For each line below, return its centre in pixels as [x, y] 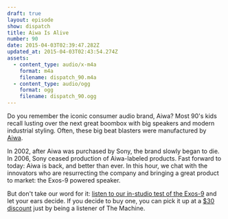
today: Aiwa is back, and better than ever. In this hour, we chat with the [107, 166]
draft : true [24, 13]
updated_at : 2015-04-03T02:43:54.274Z [62, 52]
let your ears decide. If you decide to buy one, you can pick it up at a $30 [111, 201]
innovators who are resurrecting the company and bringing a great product [113, 173]
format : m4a [36, 71]
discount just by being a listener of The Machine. [76, 208]
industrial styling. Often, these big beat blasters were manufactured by [107, 130]
